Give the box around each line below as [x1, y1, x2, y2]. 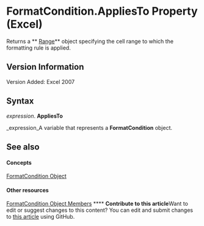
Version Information [6, 62, 84, 72]
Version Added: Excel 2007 [6, 78, 75, 85]
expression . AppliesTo [6, 112, 63, 119]
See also [6, 141, 40, 152]
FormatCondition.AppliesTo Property [6, 4, 198, 18]
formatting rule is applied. [6, 44, 71, 51]
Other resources [6, 186, 49, 194]
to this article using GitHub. [6, 213, 75, 220]
